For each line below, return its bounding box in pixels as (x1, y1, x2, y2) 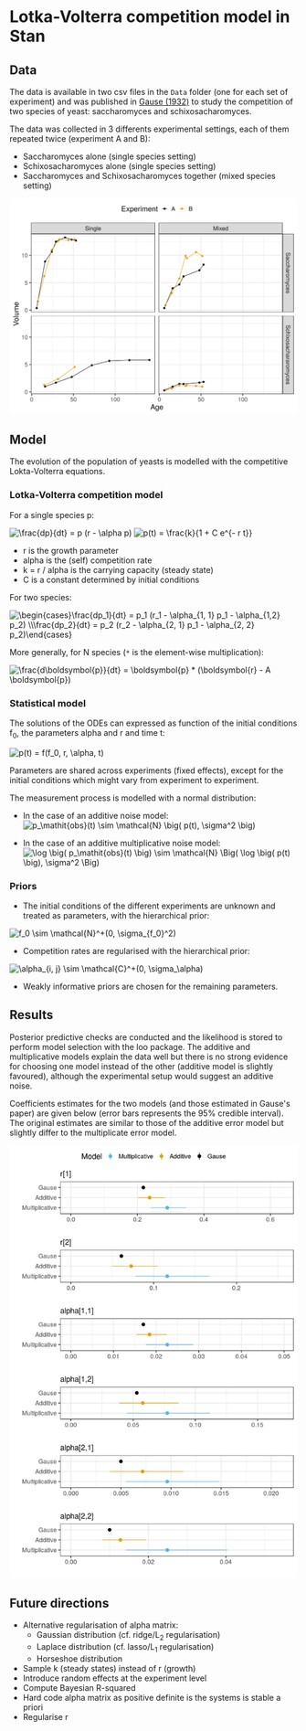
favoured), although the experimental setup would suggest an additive (9, 1070, 274, 1081)
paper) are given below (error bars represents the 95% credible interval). (9, 1108, 284, 1119)
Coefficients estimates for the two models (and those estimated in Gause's (9, 1098, 290, 1109)
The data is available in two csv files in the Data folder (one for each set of (9, 87, 289, 97)
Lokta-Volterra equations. (9, 466, 106, 477)
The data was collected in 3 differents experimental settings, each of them (9, 123, 290, 134)
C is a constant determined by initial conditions (22, 574, 200, 585)
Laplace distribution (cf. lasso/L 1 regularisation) (36, 1641, 215, 1654)
